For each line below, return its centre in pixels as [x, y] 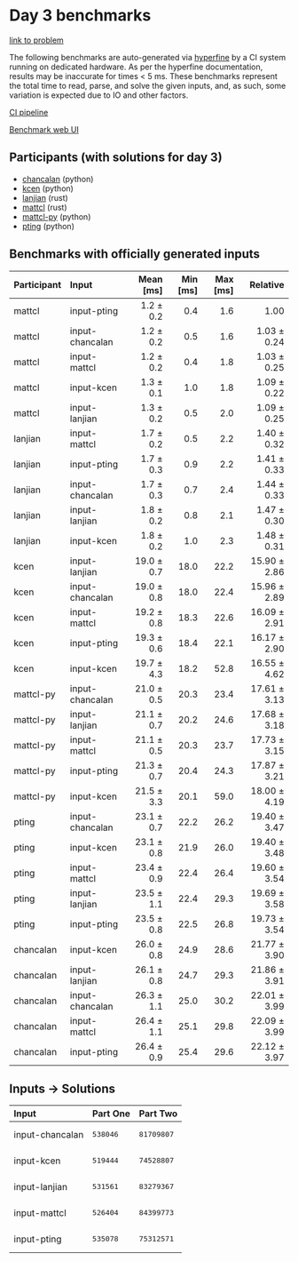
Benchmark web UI [44, 129]
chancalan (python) [58, 179]
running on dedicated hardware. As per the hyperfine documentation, [136, 67]
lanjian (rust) [45, 197]
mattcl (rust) [45, 207]
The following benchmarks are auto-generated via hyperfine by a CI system [148, 57]
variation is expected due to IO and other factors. [99, 95]
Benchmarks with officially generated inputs [134, 254]
